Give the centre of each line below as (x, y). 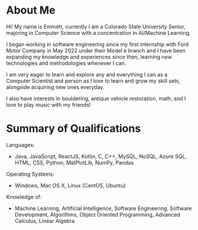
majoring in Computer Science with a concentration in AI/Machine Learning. (98, 32)
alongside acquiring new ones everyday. (55, 87)
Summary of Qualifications (74, 129)
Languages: (20, 144)
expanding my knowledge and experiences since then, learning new (89, 57)
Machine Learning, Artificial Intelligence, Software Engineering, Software (103, 208)
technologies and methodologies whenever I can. (66, 63)
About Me (31, 10)
